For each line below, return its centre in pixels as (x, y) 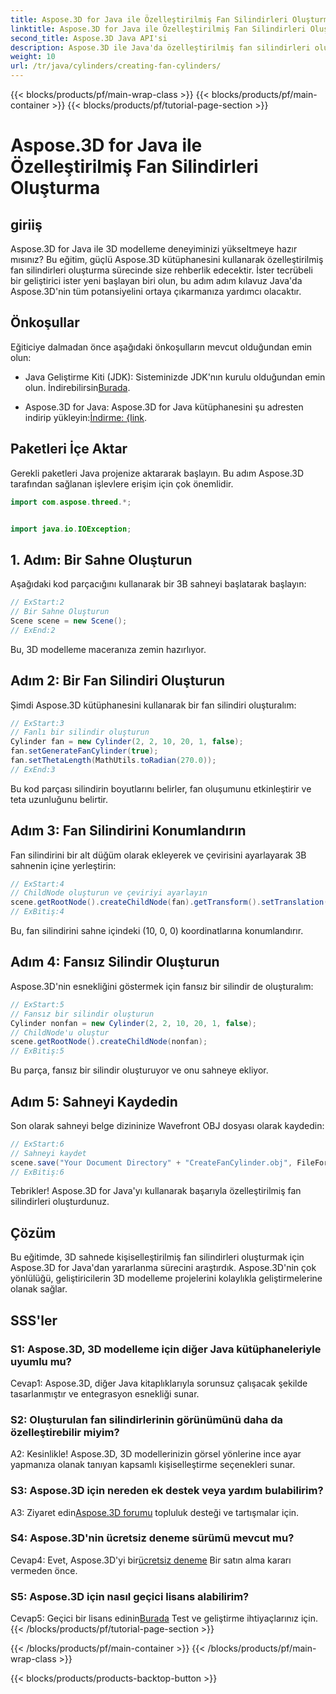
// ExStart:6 (37, 1144)
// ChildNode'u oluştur (60, 1032)
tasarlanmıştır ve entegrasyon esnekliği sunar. (105, 1393)
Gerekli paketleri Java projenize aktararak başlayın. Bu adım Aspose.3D (157, 473)
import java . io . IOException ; (71, 529)
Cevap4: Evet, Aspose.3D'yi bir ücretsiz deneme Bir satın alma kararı (151, 1560)
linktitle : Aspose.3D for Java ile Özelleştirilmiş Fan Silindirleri (158, 29)
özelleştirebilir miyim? (65, 1432)
